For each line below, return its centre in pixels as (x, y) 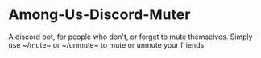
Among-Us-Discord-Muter (99, 15)
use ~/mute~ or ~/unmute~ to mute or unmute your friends (106, 44)
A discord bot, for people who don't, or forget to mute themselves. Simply (130, 37)
